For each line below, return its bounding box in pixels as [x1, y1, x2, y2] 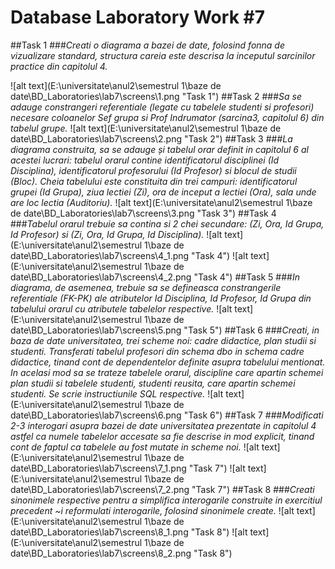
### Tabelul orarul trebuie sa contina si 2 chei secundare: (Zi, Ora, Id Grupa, [10, 217, 325, 230]
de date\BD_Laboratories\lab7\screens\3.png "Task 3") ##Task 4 [10, 207, 277, 219]
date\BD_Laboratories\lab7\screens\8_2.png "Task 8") [10, 547, 233, 559]
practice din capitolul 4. [10, 60, 108, 72]
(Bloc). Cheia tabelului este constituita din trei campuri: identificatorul [10, 175, 298, 187]
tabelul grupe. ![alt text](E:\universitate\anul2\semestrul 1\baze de [10, 122, 282, 134]
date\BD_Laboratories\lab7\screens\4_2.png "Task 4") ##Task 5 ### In [10, 271, 300, 283]
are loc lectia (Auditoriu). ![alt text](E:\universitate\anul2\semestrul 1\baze [10, 196, 313, 208]
